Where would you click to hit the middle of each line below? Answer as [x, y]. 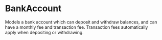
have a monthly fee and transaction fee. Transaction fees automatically [77, 27]
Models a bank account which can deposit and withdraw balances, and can [81, 22]
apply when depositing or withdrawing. [45, 32]
